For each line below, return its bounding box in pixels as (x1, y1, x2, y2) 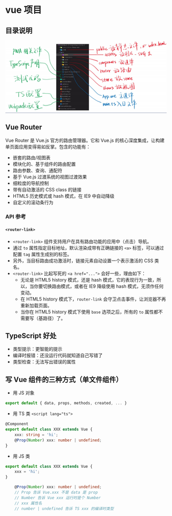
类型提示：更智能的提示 (12, 346, 62, 352)
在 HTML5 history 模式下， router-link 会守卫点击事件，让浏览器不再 (20, 296, 166, 302)
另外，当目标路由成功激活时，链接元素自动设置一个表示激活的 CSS (12, 257, 154, 264)
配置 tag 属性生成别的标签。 (12, 251, 72, 257)
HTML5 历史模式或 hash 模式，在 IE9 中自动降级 (12, 192, 115, 199)
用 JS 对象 (12, 390, 35, 396)
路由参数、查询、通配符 (12, 167, 62, 174)
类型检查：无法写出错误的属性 (12, 359, 76, 365)
